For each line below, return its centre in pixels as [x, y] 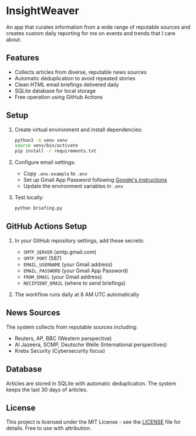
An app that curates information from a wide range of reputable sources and [98, 27]
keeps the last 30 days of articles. [47, 389]
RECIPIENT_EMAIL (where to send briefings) [75, 283]
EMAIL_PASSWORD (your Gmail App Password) [76, 270]
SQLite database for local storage [55, 91]
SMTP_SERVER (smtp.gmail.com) [60, 252]
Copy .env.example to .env [55, 173]
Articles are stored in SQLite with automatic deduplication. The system [91, 383]
